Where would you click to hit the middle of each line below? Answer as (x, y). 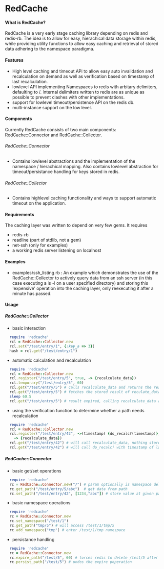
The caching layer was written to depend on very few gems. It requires (76, 225)
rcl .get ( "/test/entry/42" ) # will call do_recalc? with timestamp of (82, 447)
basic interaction (29, 328)
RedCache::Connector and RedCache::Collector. (54, 135)
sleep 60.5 (20, 396)
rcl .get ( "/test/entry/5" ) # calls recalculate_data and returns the (81, 388)
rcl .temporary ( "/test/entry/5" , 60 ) (47, 383)
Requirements (20, 214)
